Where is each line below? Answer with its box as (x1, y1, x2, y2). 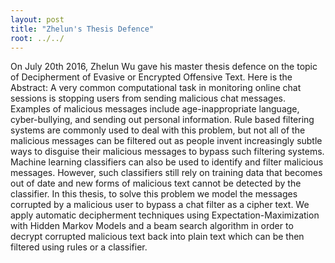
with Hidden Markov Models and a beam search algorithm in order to (10, 220, 294, 232)
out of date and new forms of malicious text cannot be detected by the (10, 177, 302, 190)
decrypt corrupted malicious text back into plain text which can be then (10, 231, 305, 243)
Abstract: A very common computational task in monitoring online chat (10, 82, 302, 94)
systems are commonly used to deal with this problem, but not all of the (10, 124, 306, 136)
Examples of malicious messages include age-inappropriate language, (10, 103, 300, 115)
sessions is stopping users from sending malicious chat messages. (10, 92, 287, 105)
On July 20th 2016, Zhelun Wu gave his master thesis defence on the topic (10, 61, 318, 73)
